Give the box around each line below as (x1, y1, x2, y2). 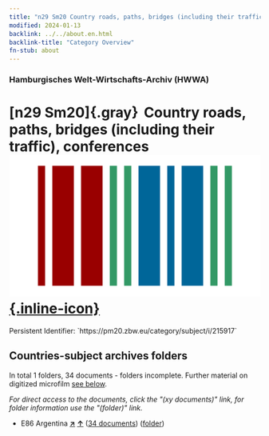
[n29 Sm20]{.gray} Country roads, (9, 104, 247, 122)
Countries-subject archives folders (9, 349, 188, 363)
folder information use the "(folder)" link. (9, 402, 143, 412)
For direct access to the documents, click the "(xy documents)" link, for (9, 394, 244, 404)
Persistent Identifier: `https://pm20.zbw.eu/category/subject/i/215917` (9, 326, 238, 335)
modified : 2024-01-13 (9, 21, 81, 30)
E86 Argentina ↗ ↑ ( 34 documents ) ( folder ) (20, 418, 165, 428)
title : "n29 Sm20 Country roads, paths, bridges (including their (9, 13, 235, 21)
